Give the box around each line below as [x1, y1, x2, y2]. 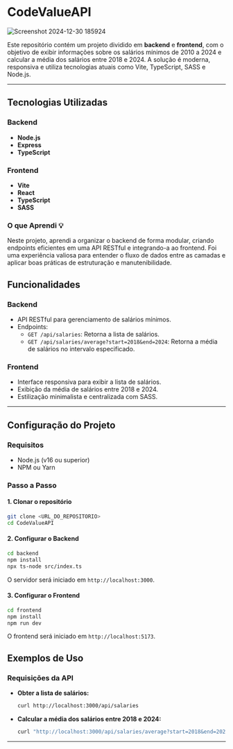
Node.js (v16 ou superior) [17, 455, 90, 464]
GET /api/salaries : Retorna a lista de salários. [27, 330, 159, 338]
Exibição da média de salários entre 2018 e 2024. [17, 385, 158, 394]
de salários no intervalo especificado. [27, 344, 135, 353]
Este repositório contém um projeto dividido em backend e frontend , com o [7, 40, 224, 49]
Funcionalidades [7, 278, 81, 290]
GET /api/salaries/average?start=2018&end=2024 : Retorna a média [27, 337, 218, 346]
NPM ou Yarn [17, 463, 55, 471]
